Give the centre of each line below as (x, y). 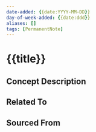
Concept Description (46, 81)
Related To (27, 102)
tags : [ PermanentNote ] (35, 29)
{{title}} (26, 59)
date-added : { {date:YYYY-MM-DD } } (48, 12)
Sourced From (33, 123)
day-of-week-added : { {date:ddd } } (48, 18)
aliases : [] (21, 23)
